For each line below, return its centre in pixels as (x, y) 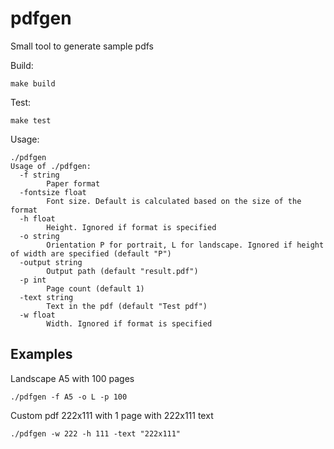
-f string (39, 175)
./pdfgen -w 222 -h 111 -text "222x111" (96, 433)
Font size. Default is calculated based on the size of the (174, 201)
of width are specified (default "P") (91, 253)
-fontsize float (53, 192)
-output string (51, 262)
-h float (37, 218)
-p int (33, 280)
